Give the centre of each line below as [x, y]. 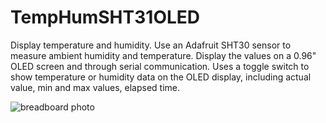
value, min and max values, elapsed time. [95, 87]
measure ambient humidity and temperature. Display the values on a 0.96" [163, 55]
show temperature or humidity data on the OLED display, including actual [161, 77]
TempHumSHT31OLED [105, 17]
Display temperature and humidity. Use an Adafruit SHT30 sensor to [151, 45]
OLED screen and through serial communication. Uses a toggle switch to [160, 66]
